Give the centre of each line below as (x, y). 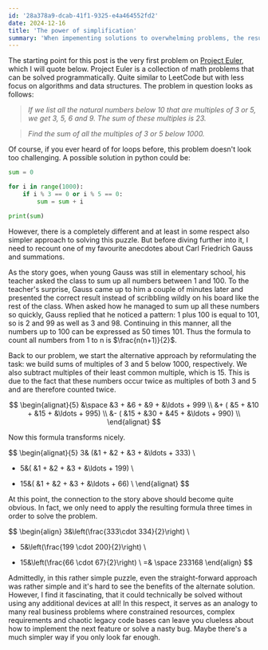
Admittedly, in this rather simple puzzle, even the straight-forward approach (133, 577)
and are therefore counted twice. (63, 389)
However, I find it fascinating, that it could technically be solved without (126, 594)
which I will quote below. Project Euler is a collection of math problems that (131, 69)
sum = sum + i (60, 201)
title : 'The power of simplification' (73, 30)
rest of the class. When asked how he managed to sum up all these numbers (134, 306)
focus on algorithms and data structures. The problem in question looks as (131, 86)
